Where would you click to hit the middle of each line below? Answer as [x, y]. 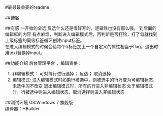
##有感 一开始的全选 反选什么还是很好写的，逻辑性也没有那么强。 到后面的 [81, 28]
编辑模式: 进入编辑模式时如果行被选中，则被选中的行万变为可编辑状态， [85, 80]
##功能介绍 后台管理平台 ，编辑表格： [44, 63]
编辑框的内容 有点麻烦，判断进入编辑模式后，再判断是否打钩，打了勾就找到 [81, 34]
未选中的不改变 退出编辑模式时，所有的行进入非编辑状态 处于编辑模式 [82, 86]
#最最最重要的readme [27, 7]
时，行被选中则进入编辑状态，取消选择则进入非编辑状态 [68, 92]
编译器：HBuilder [23, 109]
